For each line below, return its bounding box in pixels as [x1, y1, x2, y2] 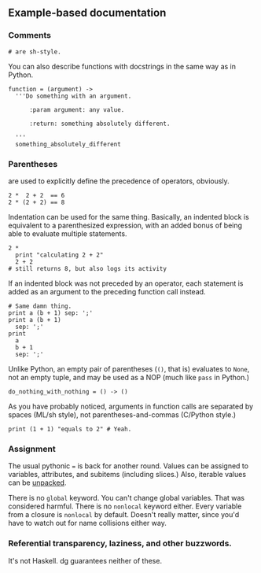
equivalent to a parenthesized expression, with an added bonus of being [8, 220, 242, 230]
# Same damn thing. [8, 302, 72, 310]
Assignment [8, 443, 57, 454]
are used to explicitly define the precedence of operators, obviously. [8, 176, 230, 186]
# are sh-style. [8, 47, 61, 56]
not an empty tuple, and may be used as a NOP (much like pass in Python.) [8, 372, 250, 382]
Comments [8, 30, 51, 41]
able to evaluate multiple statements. [8, 228, 127, 238]
